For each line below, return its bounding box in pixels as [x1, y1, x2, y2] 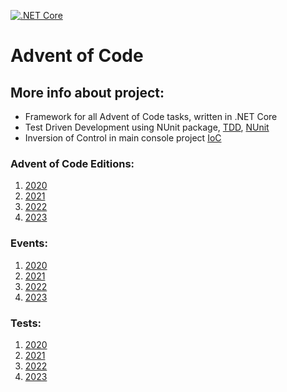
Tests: [10, 316, 42, 330]
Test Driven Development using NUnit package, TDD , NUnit [24, 121, 270, 133]
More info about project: [10, 84, 165, 101]
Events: [10, 236, 48, 250]
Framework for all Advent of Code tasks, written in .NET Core [24, 111, 278, 122]
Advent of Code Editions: [10, 156, 135, 170]
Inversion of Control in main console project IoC [24, 132, 222, 144]
